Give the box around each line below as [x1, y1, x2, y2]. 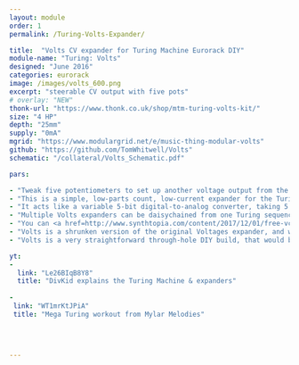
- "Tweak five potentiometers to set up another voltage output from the [9, 186, 289, 195]
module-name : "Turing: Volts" [9, 54, 122, 63]
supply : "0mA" [9, 129, 62, 138]
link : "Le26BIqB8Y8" [17, 269, 93, 278]
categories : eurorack [9, 71, 90, 80]
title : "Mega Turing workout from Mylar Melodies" [12, 310, 205, 319]
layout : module [9, 12, 66, 22]
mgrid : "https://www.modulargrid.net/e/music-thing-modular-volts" [9, 137, 265, 146]
